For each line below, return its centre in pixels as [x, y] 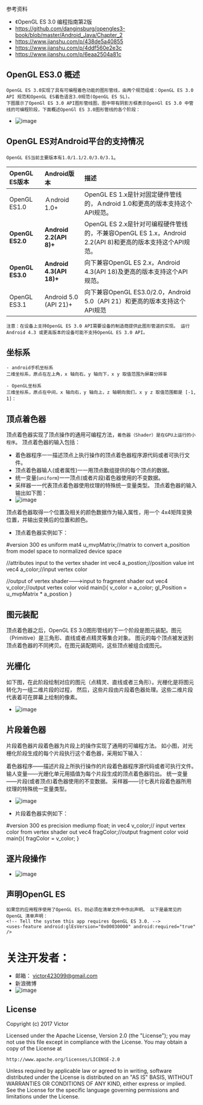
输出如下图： [31, 493]
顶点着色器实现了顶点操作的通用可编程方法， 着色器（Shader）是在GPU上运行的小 [101, 435]
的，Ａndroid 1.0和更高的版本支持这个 [138, 203]
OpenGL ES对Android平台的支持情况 [75, 141]
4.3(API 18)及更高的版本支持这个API [136, 271]
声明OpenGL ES [36, 894]
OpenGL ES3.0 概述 [43, 75]
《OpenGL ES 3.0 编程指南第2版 [53, 22]
